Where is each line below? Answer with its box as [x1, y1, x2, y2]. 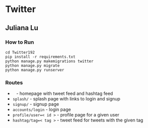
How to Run [5, 39, 34, 46]
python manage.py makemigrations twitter [5, 59, 94, 64]
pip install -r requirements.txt [5, 54, 76, 59]
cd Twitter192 [5, 50, 35, 55]
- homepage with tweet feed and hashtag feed [16, 90, 113, 96]
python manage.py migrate [5, 63, 60, 68]
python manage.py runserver [5, 67, 65, 72]
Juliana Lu [5, 24, 39, 32]
